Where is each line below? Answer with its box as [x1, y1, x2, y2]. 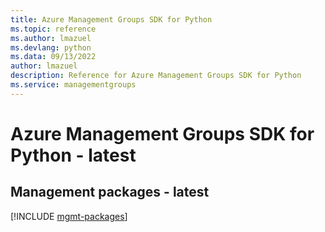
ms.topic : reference [10, 24, 97, 34]
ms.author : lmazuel [10, 33, 92, 43]
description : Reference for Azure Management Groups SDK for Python [10, 71, 302, 81]
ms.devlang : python [10, 42, 92, 53]
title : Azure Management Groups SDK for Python [10, 14, 213, 25]
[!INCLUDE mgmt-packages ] [10, 210, 128, 222]
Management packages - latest [10, 184, 210, 201]
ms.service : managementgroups [10, 80, 137, 90]
